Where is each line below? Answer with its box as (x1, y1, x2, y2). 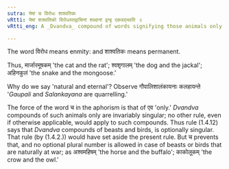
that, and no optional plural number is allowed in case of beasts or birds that (7, 141, 222, 149)
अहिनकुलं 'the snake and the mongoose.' (7, 69, 117, 77)
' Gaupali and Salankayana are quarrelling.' (7, 90, 128, 99)
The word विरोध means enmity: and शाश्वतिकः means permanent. (7, 47, 180, 55)
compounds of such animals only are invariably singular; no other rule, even (7, 111, 221, 120)
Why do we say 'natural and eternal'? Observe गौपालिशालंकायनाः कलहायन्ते (7, 83, 201, 91)
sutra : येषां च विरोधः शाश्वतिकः (7, 10, 77, 17)
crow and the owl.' (7, 155, 60, 164)
